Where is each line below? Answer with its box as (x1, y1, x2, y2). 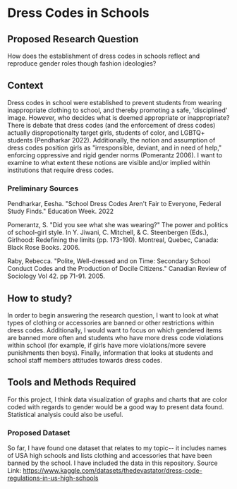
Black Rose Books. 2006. (7, 243, 80, 252)
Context (7, 80, 44, 92)
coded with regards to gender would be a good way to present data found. (7, 402, 224, 411)
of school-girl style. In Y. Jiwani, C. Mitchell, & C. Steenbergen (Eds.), (7, 228, 209, 237)
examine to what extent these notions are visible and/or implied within (7, 158, 211, 167)
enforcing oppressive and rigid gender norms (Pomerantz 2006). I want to (7, 150, 223, 159)
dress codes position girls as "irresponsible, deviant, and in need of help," (7, 143, 222, 152)
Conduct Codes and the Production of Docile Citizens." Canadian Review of (7, 265, 227, 273)
